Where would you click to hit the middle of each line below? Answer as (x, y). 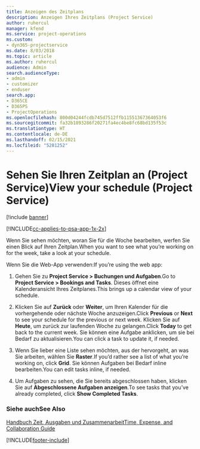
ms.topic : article (29, 56)
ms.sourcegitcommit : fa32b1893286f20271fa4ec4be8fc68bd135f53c (87, 123)
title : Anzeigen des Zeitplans (45, 12)
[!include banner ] (27, 217)
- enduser (19, 90)
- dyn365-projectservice (37, 45)
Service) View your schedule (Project (99, 188)
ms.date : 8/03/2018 (30, 51)
